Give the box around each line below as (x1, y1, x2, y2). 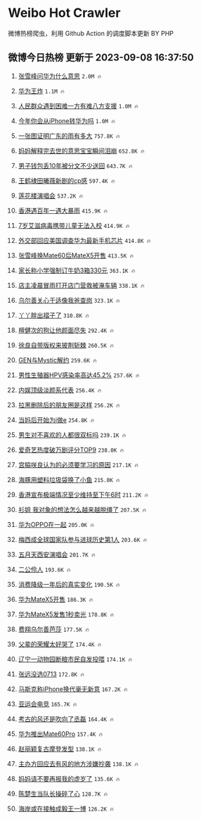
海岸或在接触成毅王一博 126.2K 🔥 (18, 804, 115, 813)
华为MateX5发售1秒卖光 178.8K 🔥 (18, 610, 115, 618)
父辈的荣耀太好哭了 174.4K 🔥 (18, 640, 102, 648)
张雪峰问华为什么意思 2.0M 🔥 (18, 72, 102, 80)
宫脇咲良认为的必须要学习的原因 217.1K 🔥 (18, 460, 139, 469)
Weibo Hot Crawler (8, 5, 121, 21)
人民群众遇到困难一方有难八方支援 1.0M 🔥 (18, 101, 139, 110)
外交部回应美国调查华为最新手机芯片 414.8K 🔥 (18, 236, 151, 244)
